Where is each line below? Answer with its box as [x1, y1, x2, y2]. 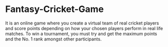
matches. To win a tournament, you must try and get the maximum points [5, 30, 157, 36]
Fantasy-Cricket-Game [5, 3, 104, 15]
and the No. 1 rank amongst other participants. [5, 36, 102, 42]
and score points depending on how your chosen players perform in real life [5, 25, 163, 31]
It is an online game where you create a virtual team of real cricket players [5, 20, 159, 26]
